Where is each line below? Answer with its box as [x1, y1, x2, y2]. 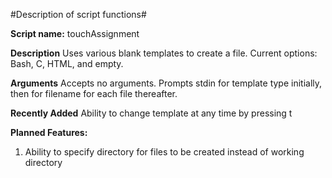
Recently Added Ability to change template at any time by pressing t [10, 107, 293, 119]
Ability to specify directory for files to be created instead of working [24, 146, 305, 158]
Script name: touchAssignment [10, 28, 140, 39]
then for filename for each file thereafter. [10, 88, 178, 99]
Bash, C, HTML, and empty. [10, 58, 124, 69]
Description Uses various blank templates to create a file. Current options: [10, 47, 318, 59]
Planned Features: [10, 127, 88, 138]
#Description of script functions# [10, 9, 147, 20]
